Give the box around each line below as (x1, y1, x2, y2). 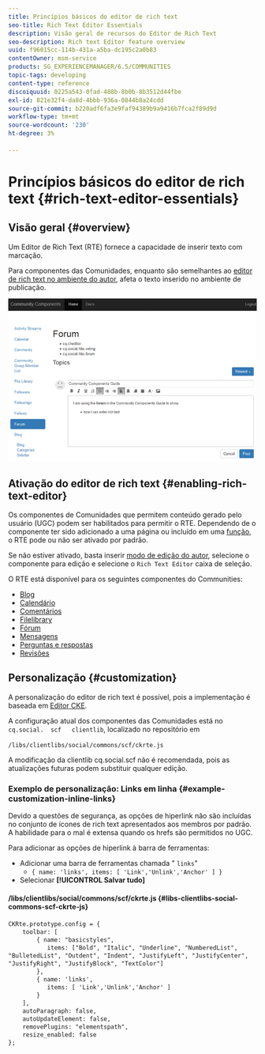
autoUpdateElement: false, (22, 1015, 111, 1023)
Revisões (19, 648, 50, 658)
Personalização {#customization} (8, 671, 177, 685)
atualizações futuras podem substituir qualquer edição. (8, 763, 188, 773)
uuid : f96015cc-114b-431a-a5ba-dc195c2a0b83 (8, 46, 157, 55)
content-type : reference (8, 79, 90, 87)
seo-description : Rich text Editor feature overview (8, 38, 185, 46)
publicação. (8, 282, 47, 292)
